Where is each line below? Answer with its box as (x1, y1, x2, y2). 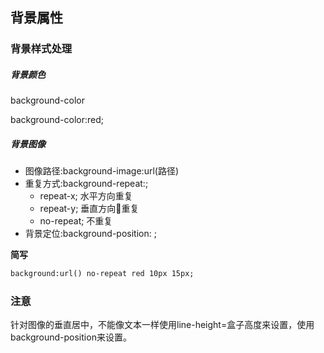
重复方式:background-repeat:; (24, 178, 149, 190)
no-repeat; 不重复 (39, 215, 113, 227)
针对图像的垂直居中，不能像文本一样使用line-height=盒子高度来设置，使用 (10, 319, 315, 331)
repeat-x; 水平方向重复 (39, 190, 133, 202)
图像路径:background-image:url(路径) (24, 165, 180, 177)
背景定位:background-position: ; (24, 228, 157, 240)
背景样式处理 (10, 42, 73, 56)
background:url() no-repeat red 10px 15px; (10, 269, 195, 279)
